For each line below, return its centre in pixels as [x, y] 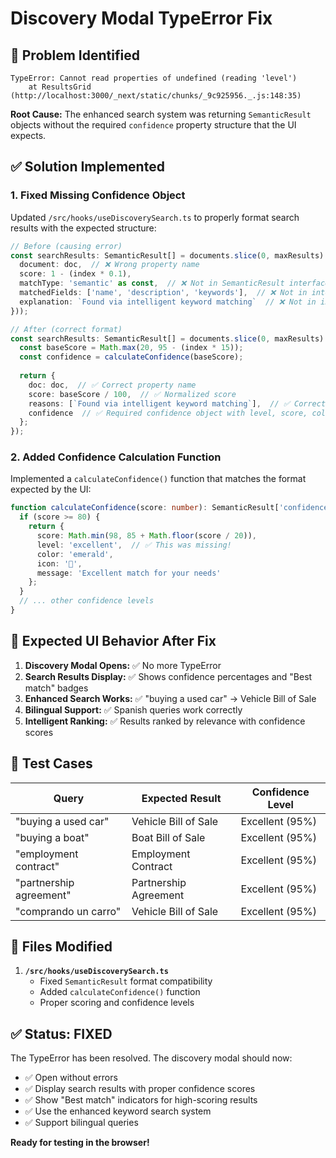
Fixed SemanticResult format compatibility [126, 981]
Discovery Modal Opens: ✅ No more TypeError [123, 665]
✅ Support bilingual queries [81, 1123]
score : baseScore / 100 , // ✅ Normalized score [132, 394]
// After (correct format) [66, 329]
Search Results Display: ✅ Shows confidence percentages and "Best [168, 676]
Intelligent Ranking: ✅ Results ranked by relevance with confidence [165, 721]
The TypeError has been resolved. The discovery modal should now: [151, 1058]
